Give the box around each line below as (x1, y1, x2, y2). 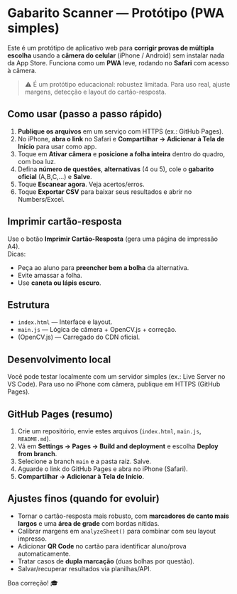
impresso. (17, 534, 48, 543)
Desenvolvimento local (7, 353, 111, 365)
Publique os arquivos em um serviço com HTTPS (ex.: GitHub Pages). (17, 126, 224, 136)
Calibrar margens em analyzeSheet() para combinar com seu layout (17, 526, 216, 535)
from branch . (17, 450, 57, 458)
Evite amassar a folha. (17, 271, 83, 279)
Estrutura (7, 298, 50, 310)
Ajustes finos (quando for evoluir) (7, 492, 160, 505)
